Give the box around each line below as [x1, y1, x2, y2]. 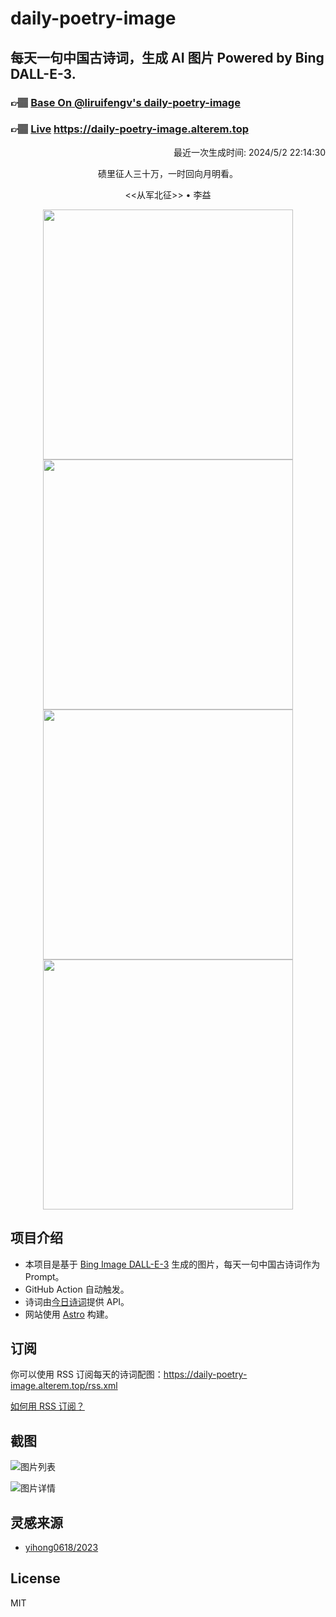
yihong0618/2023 [24, 1542, 99, 1554]
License [10, 1570, 61, 1587]
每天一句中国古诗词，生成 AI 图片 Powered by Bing [10, 49, 325, 66]
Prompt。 [24, 1270, 65, 1282]
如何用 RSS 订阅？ [10, 1400, 85, 1412]
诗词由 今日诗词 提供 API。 [24, 1295, 130, 1307]
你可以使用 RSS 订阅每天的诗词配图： [10, 1368, 164, 1381]
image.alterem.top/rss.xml [10, 1380, 118, 1392]
